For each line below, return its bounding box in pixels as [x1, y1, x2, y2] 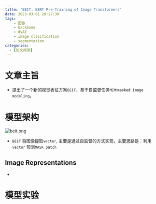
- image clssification [14, 34, 59, 39]
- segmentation [14, 39, 44, 44]
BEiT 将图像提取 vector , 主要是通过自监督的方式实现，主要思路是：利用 [12, 138, 152, 144]
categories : [5, 43, 29, 48]
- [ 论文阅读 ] [9, 47, 33, 52]
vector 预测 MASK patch [12, 144, 57, 150]
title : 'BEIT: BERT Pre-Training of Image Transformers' [5, 7, 122, 12]
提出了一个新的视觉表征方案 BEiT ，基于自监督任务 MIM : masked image [12, 87, 143, 93]
